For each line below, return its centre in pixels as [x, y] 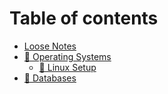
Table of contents [84, 18]
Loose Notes [50, 46]
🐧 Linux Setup [67, 67]
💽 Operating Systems [67, 56]
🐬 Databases [50, 78]
